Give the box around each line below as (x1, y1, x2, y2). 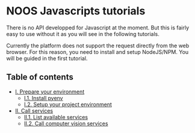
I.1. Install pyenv (23, 94, 63, 101)
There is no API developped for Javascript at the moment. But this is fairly (6, 24, 190, 31)
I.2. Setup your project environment (23, 101, 113, 108)
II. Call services (14, 107, 53, 114)
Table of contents (6, 72, 73, 82)
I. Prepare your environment (14, 88, 85, 95)
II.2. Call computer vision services (23, 120, 108, 127)
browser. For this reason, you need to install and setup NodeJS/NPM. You (6, 48, 189, 55)
